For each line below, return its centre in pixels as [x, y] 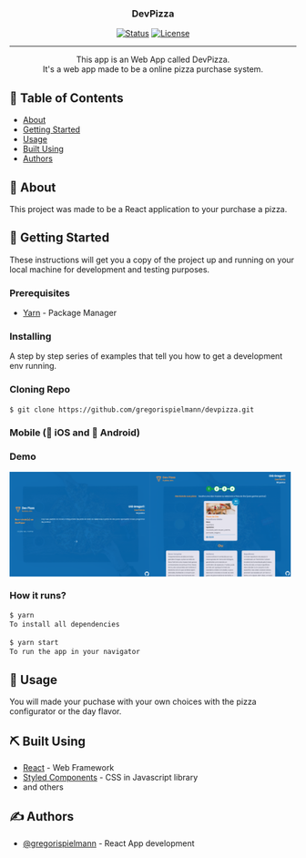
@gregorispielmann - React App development [108, 843]
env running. [33, 366]
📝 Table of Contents [66, 98]
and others [43, 787]
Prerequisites [40, 292]
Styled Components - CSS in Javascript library [110, 778]
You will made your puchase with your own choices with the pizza [133, 702]
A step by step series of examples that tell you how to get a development [146, 356]
